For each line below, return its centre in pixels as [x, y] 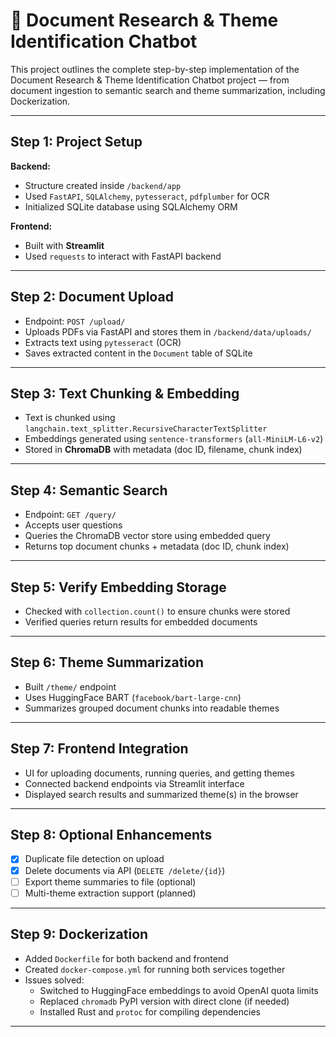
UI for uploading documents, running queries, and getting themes [159, 773]
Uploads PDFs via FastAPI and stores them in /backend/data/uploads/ [168, 331]
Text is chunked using [70, 418]
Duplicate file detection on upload [94, 859]
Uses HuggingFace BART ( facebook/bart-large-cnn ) [133, 697]
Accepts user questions [73, 525]
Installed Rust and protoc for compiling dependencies [150, 1011]
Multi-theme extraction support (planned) [110, 893]
